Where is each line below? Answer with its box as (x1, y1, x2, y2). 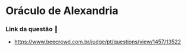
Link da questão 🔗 (5, 25, 58, 33)
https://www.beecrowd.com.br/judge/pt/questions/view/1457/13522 (14, 38, 181, 45)
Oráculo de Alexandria (5, 4, 119, 18)
